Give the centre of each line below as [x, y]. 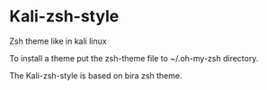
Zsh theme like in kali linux [58, 41]
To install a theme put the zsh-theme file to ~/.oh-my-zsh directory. [134, 58]
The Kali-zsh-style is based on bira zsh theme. [96, 75]
